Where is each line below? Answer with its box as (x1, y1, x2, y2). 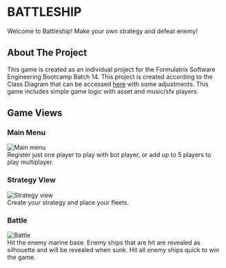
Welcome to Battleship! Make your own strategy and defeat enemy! (7, 27, 198, 35)
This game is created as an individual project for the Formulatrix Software (7, 65, 216, 73)
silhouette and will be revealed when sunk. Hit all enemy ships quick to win (7, 246, 219, 254)
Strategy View (7, 175, 56, 185)
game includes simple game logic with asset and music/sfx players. (7, 87, 199, 95)
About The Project (7, 47, 88, 59)
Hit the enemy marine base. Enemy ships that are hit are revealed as (7, 238, 201, 247)
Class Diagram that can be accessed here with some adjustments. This (7, 80, 209, 88)
